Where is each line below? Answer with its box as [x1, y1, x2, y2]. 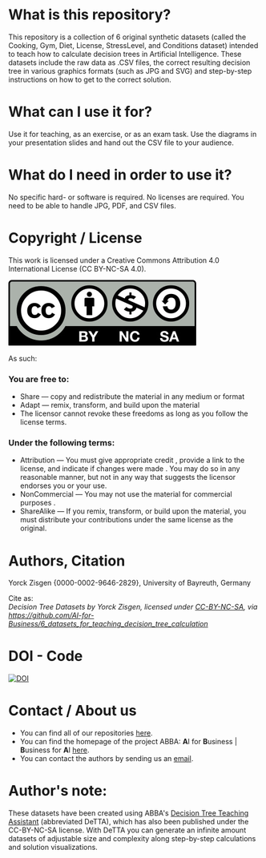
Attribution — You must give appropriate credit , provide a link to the [19, 455, 245, 465]
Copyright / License [8, 229, 143, 247]
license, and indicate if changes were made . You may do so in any [19, 464, 240, 473]
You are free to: [8, 373, 70, 385]
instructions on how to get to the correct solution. [8, 75, 172, 84]
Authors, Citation [8, 551, 126, 570]
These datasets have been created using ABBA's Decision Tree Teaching [8, 808, 249, 818]
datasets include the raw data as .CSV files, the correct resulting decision [8, 58, 251, 67]
